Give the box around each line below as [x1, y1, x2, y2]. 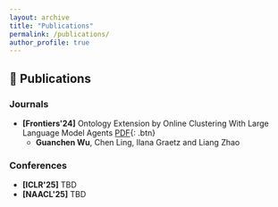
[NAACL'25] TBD [21, 189, 87, 200]
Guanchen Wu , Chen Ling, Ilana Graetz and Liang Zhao [35, 137, 240, 147]
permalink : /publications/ [9, 29, 110, 38]
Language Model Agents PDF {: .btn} [21, 127, 156, 138]
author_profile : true [9, 37, 90, 47]
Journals [9, 97, 49, 110]
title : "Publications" [9, 21, 94, 30]
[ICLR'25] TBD [21, 179, 78, 190]
